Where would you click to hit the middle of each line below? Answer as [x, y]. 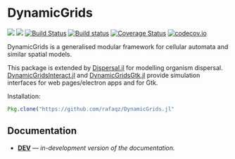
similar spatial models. [40, 54]
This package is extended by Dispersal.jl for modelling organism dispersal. [115, 67]
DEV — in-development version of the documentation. [96, 148]
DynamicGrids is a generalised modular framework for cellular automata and [118, 46]
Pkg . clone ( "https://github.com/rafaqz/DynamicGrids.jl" [91, 109]
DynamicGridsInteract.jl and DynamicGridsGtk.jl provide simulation [104, 75]
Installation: [24, 96]
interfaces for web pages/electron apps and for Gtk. [83, 83]
